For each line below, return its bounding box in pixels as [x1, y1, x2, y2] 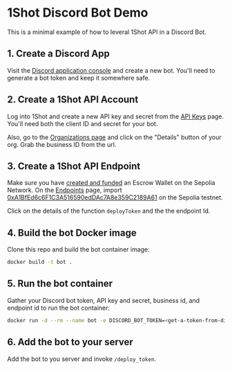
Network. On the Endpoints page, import [7, 186, 122, 195]
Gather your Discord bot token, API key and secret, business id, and [7, 296, 200, 304]
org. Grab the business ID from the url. [7, 140, 117, 148]
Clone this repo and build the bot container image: [7, 245, 150, 254]
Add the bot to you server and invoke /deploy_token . [7, 355, 157, 363]
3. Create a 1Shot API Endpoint [7, 160, 141, 172]
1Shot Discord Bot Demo [7, 5, 148, 21]
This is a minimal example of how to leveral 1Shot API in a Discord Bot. [7, 28, 207, 36]
